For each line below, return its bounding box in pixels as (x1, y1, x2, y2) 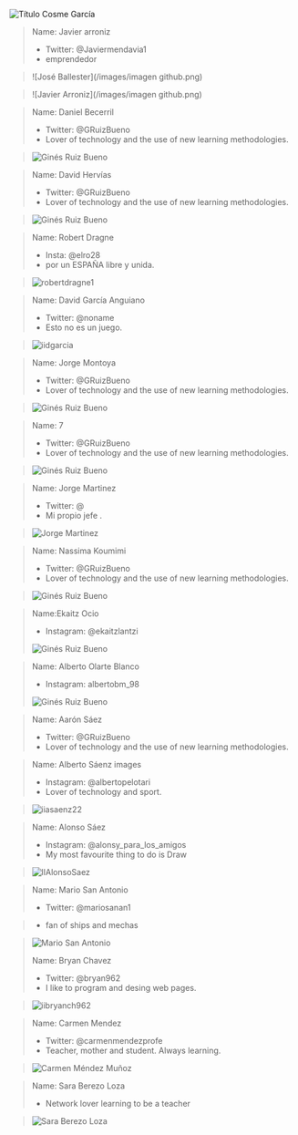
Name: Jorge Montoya (31, 357, 117, 368)
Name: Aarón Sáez (31, 714, 103, 725)
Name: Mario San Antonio (31, 884, 129, 895)
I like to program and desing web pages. (45, 983, 197, 993)
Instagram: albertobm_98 (45, 679, 139, 689)
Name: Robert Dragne (31, 232, 114, 242)
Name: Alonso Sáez (31, 821, 107, 832)
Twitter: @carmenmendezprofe (45, 1036, 163, 1046)
